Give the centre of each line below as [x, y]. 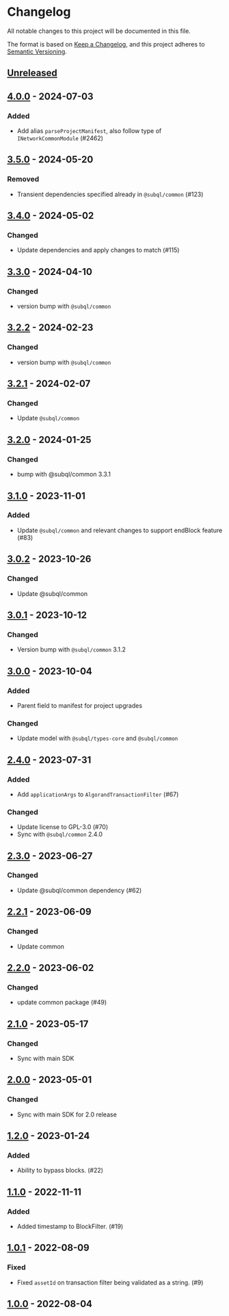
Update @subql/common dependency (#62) [79, 890]
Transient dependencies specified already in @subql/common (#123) [110, 194]
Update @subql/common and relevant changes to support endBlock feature [120, 530]
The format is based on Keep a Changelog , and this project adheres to [106, 44]
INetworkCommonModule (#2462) [60, 139]
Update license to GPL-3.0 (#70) [63, 827]
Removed [23, 179]
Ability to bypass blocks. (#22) [60, 1171]
